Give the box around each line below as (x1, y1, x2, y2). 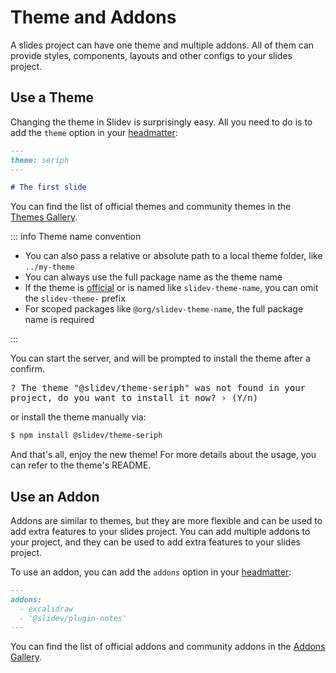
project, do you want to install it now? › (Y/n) (10, 392, 259, 404)
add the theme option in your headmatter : (10, 126, 178, 138)
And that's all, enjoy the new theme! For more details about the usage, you (10, 449, 317, 461)
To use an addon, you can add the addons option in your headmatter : (10, 566, 292, 578)
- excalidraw (19, 604, 74, 614)
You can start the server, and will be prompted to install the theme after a (10, 352, 311, 365)
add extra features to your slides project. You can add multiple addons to (10, 525, 311, 537)
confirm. (10, 363, 46, 375)
